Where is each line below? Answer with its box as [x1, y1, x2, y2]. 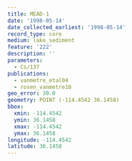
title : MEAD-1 [7, 10, 50, 18]
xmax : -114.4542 [14, 123, 62, 130]
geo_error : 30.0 [7, 90, 56, 97]
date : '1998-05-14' [7, 17, 66, 24]
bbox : [7, 103, 24, 110]
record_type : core [7, 30, 62, 38]
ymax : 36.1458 [14, 130, 56, 137]
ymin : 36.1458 [14, 116, 56, 123]
